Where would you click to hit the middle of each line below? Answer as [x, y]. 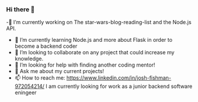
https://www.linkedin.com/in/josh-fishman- [119, 78]
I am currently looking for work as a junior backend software [119, 86]
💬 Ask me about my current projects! [59, 71]
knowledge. [29, 59]
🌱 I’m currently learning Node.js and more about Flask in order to [93, 40]
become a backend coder [46, 46]
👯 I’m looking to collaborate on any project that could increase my [95, 52]
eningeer [26, 93]
